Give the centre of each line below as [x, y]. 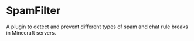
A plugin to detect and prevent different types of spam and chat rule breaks [97, 27]
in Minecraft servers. [31, 32]
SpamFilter [33, 11]
